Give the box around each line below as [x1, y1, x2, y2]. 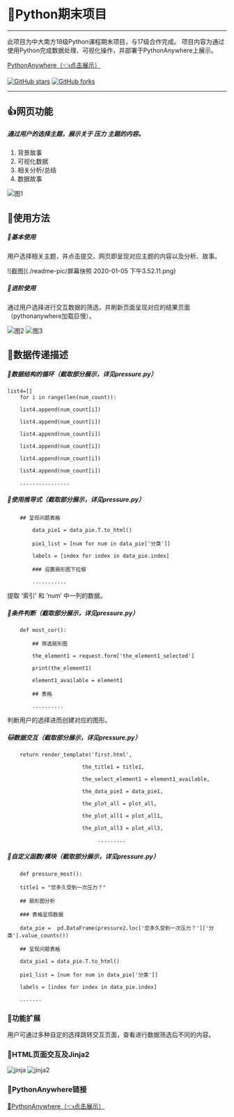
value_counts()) [22, 932, 69, 939]
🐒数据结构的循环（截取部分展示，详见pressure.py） [7, 370, 157, 378]
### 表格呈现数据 [19, 911, 64, 918]
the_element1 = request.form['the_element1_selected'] [32, 652, 195, 659]
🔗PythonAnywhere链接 [7, 1085, 87, 1095]
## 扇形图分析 [19, 898, 56, 905]
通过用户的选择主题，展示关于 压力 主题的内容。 [7, 129, 145, 138]
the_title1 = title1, [81, 763, 145, 770]
